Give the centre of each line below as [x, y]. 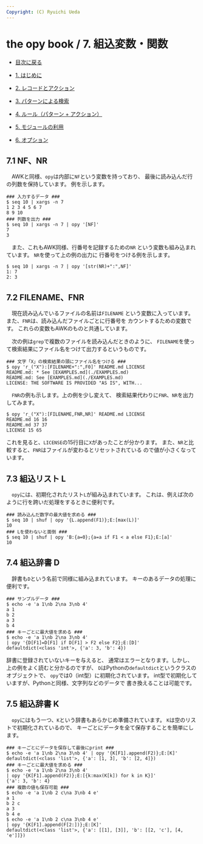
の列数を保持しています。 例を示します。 [57, 184]
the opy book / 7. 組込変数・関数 [87, 44]
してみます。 [22, 403]
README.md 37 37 [27, 425]
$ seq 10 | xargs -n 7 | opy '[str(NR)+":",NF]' [69, 267]
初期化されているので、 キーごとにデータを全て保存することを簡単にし [105, 727]
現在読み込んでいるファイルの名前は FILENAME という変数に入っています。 [102, 313]
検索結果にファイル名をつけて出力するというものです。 [81, 349]
